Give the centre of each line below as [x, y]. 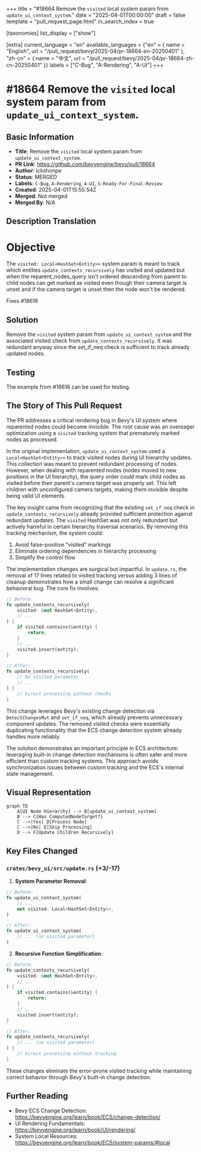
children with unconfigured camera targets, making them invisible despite [97, 489]
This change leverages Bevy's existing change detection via [80, 711]
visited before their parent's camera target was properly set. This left [91, 483]
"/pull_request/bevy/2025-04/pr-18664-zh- [141, 58]
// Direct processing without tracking [67, 1054]
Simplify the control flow [45, 557]
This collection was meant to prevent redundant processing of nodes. [92, 464]
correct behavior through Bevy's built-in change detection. [79, 1077]
